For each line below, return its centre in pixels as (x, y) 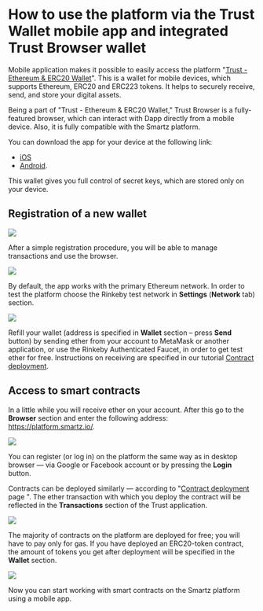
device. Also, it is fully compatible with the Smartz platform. (104, 127)
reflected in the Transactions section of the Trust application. (108, 505)
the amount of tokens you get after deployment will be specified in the (122, 551)
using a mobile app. (40, 598)
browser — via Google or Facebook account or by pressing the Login (120, 465)
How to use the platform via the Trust (131, 15)
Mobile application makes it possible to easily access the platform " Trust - (128, 69)
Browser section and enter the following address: (88, 418)
